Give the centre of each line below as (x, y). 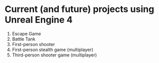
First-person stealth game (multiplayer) (53, 49)
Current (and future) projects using (79, 9)
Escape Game (26, 33)
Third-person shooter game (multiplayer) (54, 55)
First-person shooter (33, 44)
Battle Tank (24, 39)
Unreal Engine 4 (39, 20)
